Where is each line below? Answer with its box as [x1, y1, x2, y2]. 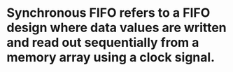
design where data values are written [6, 20, 227, 36]
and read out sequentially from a [6, 35, 199, 50]
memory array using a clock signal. [6, 50, 215, 66]
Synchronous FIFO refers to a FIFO [6, 5, 211, 21]
